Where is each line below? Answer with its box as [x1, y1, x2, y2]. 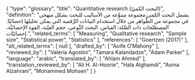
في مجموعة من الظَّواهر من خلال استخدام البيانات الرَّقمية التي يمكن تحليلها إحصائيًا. [6, 18, 189, 24]
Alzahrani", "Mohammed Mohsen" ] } [6, 68, 96, 74]
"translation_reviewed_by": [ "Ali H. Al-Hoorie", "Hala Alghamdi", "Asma [6, 61, 180, 68]
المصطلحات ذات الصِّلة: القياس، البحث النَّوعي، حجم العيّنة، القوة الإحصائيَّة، [6, 24, 170, 31]
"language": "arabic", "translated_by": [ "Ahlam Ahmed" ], [6, 55, 147, 62]
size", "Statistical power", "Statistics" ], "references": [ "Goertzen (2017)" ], [6, 36, 188, 43]
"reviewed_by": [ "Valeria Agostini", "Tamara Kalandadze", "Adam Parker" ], [6, 49, 190, 55]
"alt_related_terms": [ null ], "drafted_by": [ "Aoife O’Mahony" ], [6, 42, 160, 49]
